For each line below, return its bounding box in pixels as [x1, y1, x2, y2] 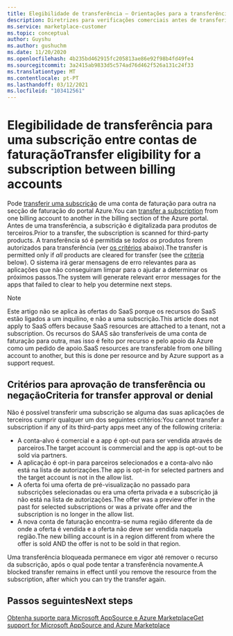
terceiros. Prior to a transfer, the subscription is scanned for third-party [7, 229, 209, 237]
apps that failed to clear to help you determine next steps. [7, 280, 173, 289]
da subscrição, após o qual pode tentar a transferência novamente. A [7, 560, 203, 569]
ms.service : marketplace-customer [7, 23, 107, 30]
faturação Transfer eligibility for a [7, 147, 201, 163]
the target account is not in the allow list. [17, 473, 134, 481]
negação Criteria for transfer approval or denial [7, 390, 214, 402]
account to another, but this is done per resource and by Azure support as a [7, 352, 224, 360]
